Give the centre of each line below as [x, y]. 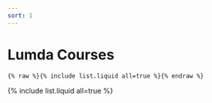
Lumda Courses [61, 54]
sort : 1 [20, 15]
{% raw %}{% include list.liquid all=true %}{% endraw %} [106, 76]
